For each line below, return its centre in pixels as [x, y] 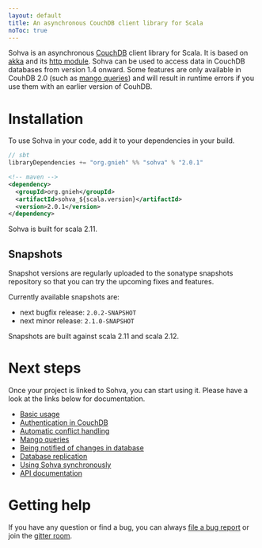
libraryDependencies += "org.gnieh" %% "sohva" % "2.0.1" [106, 163]
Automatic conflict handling [65, 431]
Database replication [53, 457]
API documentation [51, 473]
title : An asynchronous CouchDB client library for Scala [106, 23]
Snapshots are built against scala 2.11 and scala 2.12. [94, 336]
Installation [46, 119]
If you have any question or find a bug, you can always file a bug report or [129, 527]
